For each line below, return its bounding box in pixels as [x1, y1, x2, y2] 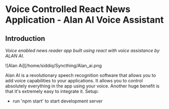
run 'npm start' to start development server [12, 98, 103, 104]
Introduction [5, 34, 46, 43]
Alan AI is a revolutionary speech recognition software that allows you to [5, 72, 156, 78]
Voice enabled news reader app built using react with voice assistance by [5, 48, 160, 53]
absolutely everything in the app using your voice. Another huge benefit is [5, 83, 160, 89]
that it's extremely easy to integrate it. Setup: [5, 88, 99, 94]
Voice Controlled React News [5, 4, 131, 15]
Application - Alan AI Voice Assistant [5, 14, 164, 26]
